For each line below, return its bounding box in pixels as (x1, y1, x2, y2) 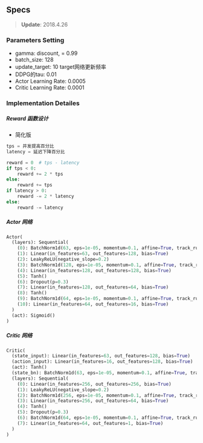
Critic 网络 (6, 332, 33, 339)
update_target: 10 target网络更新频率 (14, 63, 107, 71)
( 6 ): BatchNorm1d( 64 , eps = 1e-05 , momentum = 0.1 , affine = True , (17, 415, 174, 421)
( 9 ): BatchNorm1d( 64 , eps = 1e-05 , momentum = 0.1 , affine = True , (17, 296, 174, 302)
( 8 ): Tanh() (17, 290, 47, 296)
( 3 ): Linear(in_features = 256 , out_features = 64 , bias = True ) (17, 398, 169, 404)
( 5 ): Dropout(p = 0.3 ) (17, 409, 69, 415)
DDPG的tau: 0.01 (14, 71, 57, 78)
